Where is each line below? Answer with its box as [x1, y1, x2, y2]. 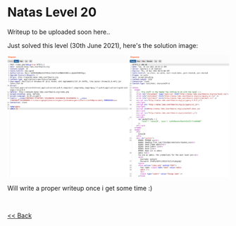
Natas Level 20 [7, 4, 97, 20]
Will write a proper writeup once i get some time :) [7, 184, 153, 193]
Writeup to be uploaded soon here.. [7, 28, 111, 36]
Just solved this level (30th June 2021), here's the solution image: [7, 41, 199, 49]
